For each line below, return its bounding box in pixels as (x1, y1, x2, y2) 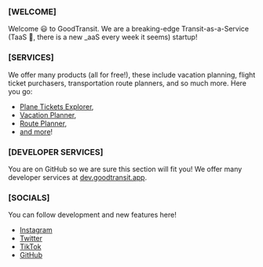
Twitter (19, 234, 43, 243)
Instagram (19, 225, 53, 235)
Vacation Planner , (19, 110, 77, 119)
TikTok (19, 242, 42, 251)
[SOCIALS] (8, 192, 50, 203)
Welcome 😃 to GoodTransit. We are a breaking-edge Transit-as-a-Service (8, 24, 250, 34)
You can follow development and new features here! (8, 210, 177, 220)
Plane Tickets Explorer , (19, 101, 94, 112)
